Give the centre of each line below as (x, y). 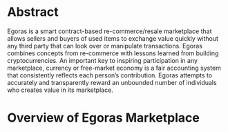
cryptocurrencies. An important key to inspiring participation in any (103, 60)
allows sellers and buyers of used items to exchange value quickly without (113, 38)
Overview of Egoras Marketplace (104, 118)
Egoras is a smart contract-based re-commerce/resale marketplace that (110, 31)
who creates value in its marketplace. (60, 90)
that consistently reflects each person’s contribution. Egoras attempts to (110, 75)
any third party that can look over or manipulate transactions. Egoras (105, 46)
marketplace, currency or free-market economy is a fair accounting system (114, 68)
